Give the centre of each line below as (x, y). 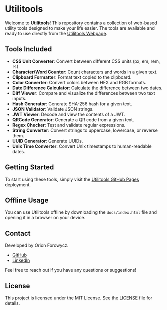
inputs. (19, 98)
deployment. (18, 184)
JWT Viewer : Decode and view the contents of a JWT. (69, 114)
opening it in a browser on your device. (45, 218)
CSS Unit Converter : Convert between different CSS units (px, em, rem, (86, 61)
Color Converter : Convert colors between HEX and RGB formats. (79, 82)
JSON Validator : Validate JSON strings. (53, 109)
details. (13, 303)
